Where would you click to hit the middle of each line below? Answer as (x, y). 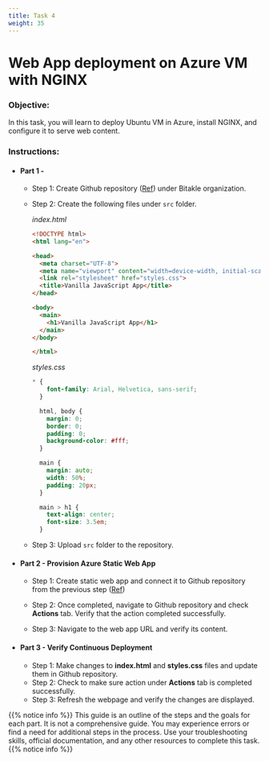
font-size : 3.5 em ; (77, 522)
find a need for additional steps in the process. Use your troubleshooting (128, 732)
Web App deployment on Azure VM (128, 63)
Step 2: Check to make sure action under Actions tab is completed (142, 682)
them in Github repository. (75, 674)
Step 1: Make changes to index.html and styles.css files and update (145, 665)
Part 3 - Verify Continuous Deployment (86, 647)
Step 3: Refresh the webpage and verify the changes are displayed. (143, 699)
